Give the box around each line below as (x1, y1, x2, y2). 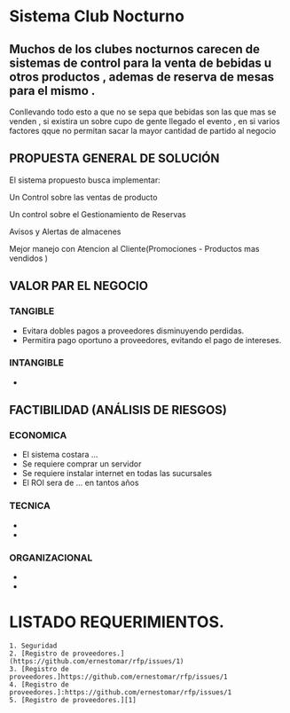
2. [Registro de (9, 649, 69, 658)
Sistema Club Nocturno (9, 6, 184, 27)
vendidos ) (9, 253, 49, 263)
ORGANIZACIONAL (9, 552, 93, 564)
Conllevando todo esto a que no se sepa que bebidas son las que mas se (9, 106, 277, 117)
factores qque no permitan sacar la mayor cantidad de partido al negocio (9, 126, 277, 136)
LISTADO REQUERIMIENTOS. (9, 612, 224, 632)
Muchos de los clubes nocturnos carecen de (9, 42, 260, 57)
